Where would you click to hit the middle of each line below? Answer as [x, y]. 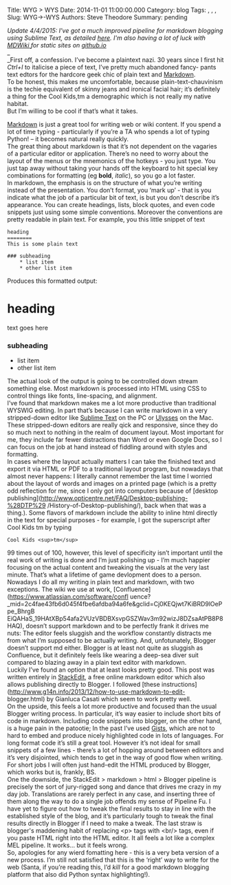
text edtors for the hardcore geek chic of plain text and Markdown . [101, 74]
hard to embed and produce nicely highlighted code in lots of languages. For [115, 736]
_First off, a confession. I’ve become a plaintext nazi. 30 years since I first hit [115, 60]
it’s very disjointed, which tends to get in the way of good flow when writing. [115, 758]
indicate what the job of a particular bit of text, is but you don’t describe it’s [113, 198]
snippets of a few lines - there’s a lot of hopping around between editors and [115, 750]
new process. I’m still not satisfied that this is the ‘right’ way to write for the [113, 860]
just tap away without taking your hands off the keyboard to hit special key [113, 168]
